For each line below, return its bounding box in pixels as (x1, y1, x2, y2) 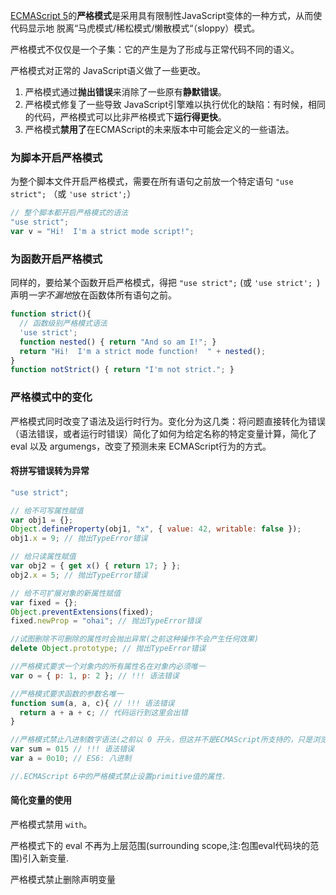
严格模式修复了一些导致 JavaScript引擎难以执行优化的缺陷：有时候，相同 (24, 99, 326, 110)
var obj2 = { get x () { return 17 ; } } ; (10, 561, 182, 571)
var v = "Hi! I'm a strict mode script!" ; (10, 227, 195, 237)
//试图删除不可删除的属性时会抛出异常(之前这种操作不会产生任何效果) (10, 634, 260, 644)
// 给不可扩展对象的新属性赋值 (10, 588, 122, 598)
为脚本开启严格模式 (10, 150, 103, 164)
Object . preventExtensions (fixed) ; (10, 607, 155, 617)
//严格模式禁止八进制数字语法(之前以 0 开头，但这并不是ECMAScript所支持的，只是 (10, 735, 313, 745)
